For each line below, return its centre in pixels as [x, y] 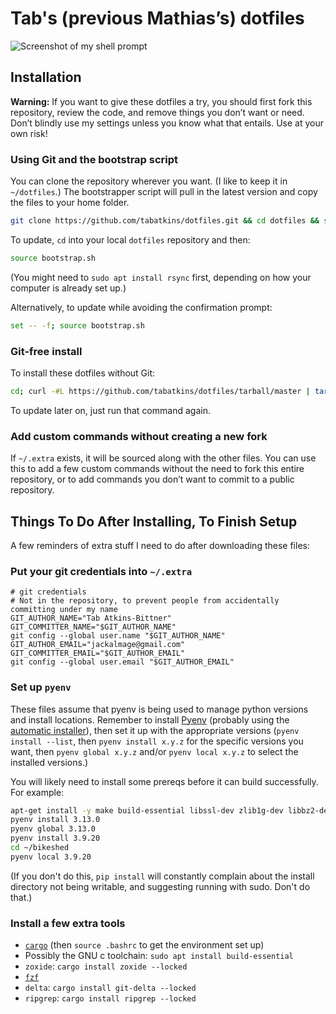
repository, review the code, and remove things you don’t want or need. [157, 112]
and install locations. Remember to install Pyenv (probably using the [150, 719]
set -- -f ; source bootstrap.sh [77, 325]
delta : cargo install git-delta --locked [110, 988]
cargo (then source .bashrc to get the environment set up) [144, 945]
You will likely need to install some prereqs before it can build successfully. [164, 781]
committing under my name [64, 610]
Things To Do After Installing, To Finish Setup [154, 521]
